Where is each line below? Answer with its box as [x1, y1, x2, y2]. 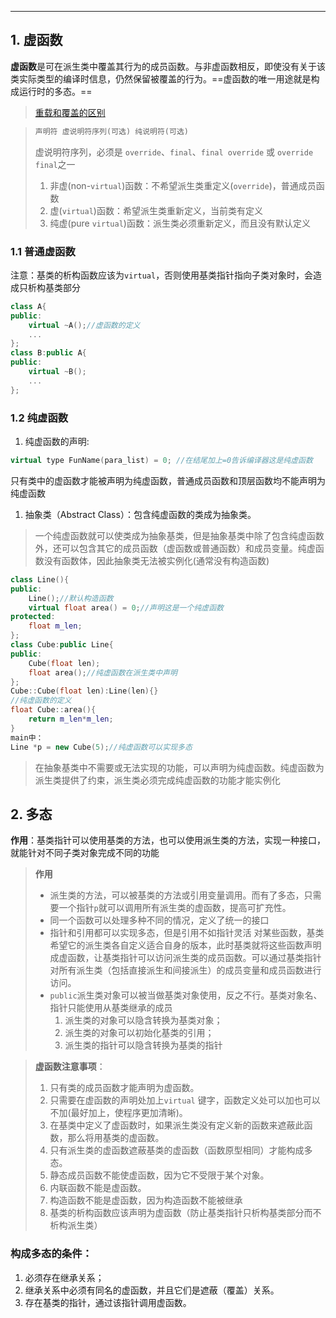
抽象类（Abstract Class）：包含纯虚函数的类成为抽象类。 [24, 508, 257, 520]
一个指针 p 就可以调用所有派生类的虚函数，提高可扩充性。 [58, 902, 292, 914]
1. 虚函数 [10, 32, 63, 49]
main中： [10, 732, 44, 743]
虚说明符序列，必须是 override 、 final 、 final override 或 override [34, 146, 314, 158]
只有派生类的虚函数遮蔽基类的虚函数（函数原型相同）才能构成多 [49, 1144, 313, 1156]
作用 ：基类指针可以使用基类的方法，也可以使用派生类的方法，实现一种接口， [10, 834, 326, 846]
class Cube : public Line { [10, 640, 114, 650]
